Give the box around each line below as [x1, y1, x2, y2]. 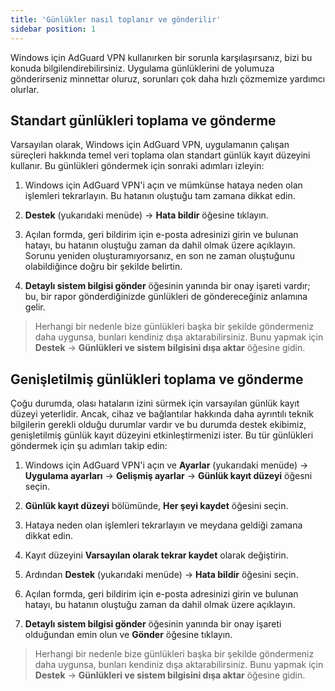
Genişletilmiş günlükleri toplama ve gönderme [10, 371, 304, 388]
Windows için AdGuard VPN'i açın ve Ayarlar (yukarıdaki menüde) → [24, 459, 309, 471]
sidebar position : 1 [10, 24, 97, 34]
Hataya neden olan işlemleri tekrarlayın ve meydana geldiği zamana [24, 519, 303, 531]
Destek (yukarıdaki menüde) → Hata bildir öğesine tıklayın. [24, 209, 269, 221]
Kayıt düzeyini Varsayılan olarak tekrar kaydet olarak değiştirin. [24, 549, 289, 561]
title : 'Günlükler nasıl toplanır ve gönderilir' [10, 14, 222, 25]
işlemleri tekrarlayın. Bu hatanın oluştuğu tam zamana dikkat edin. [24, 190, 296, 202]
